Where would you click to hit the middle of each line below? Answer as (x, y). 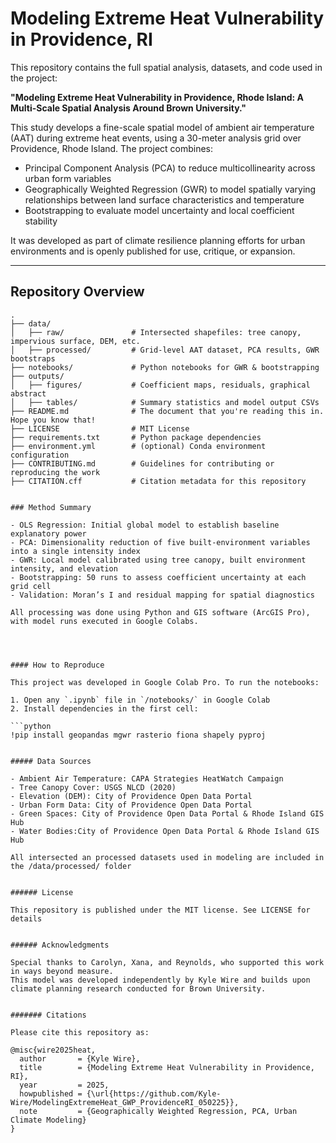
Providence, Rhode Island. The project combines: (112, 148)
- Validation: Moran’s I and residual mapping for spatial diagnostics (162, 595)
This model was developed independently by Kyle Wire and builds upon (160, 980)
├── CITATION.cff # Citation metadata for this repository (158, 481)
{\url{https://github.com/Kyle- (154, 1093)
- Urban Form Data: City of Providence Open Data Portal (131, 805)
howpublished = (51, 1093)
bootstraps (33, 358)
